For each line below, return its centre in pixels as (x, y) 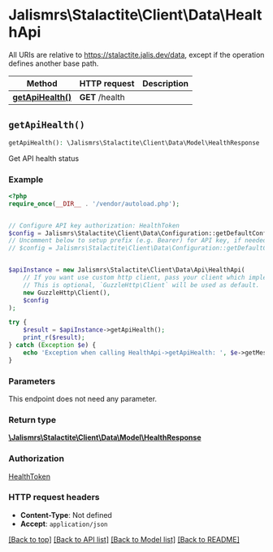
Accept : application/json (64, 524)
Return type (32, 419)
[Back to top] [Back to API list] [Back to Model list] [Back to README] (124, 539)
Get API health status (44, 158)
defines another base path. (54, 63)
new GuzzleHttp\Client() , (67, 293)
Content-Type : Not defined (66, 515)
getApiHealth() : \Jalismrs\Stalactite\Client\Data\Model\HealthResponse (134, 143)
